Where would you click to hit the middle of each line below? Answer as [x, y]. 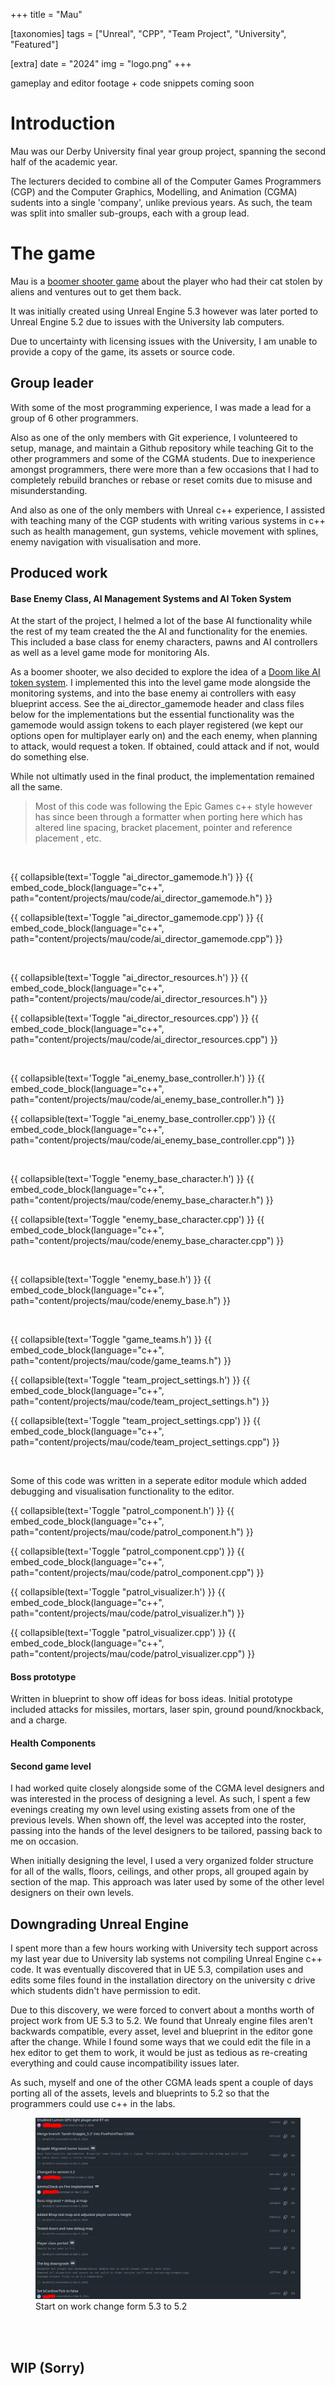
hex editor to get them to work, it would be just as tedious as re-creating [159, 2053]
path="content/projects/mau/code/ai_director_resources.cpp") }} [144, 1040]
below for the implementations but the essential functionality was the [152, 715]
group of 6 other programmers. [74, 418]
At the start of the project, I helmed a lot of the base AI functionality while [161, 621]
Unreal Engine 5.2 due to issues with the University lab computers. [147, 321]
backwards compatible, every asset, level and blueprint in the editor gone [161, 2031]
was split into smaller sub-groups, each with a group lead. [130, 213]
